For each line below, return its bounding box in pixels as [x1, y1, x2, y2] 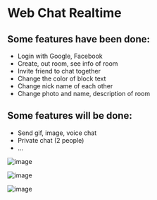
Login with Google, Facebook [17, 52, 103, 60]
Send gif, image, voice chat [17, 129, 97, 137]
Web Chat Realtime [7, 5, 122, 21]
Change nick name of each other [17, 82, 113, 90]
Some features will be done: [7, 110, 132, 122]
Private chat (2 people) [17, 136, 84, 144]
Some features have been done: [7, 33, 150, 45]
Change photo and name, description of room [17, 90, 150, 98]
